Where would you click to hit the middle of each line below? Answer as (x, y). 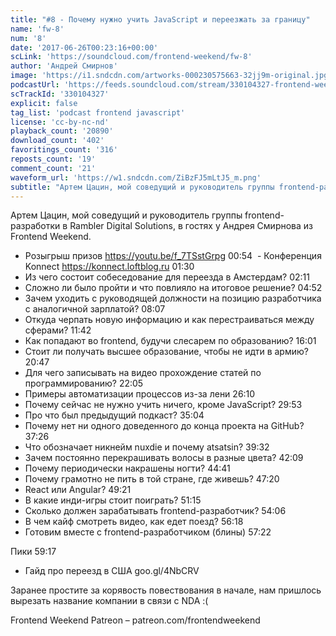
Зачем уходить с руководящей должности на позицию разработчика (173, 298)
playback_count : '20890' (62, 131)
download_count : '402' (57, 141)
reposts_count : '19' (53, 159)
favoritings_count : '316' (64, 150)
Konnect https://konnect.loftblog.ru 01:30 (109, 267)
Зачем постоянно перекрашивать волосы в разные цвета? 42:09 (164, 458)
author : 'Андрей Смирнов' (64, 66)
